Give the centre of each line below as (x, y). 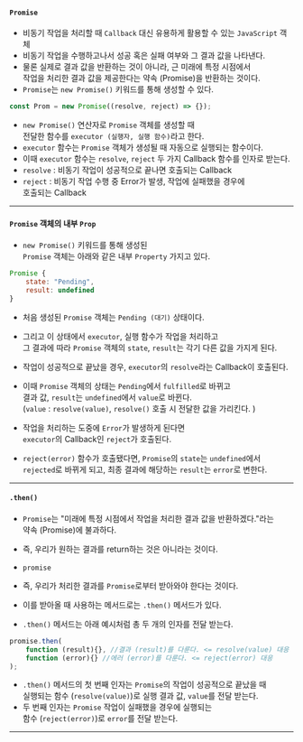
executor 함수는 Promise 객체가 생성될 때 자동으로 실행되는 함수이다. (143, 148)
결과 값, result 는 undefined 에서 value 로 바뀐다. (107, 397)
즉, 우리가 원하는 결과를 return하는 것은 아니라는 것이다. (120, 549)
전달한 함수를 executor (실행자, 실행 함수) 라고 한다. (113, 136)
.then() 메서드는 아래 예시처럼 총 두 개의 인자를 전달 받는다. (128, 624)
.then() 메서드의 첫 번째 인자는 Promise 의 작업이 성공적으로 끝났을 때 (144, 685)
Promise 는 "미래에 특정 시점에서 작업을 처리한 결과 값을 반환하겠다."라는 (148, 518)
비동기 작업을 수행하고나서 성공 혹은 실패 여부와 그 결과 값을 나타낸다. (144, 56)
